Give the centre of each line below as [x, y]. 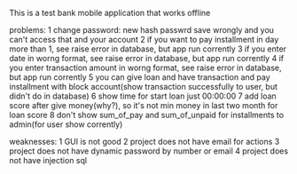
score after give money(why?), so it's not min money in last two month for [144, 105]
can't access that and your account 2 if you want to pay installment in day [144, 40]
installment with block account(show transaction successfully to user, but [143, 87]
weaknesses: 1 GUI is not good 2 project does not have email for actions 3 [145, 142]
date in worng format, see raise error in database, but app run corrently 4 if [147, 58]
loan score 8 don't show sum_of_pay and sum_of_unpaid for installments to [147, 115]
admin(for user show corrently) [66, 124]
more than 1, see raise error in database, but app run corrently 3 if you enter [148, 49]
